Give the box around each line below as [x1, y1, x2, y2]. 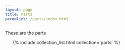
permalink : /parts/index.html [5, 16, 69, 21]
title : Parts [5, 12, 33, 17]
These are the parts [5, 30, 46, 36]
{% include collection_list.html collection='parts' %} [12, 40, 120, 46]
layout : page [5, 7, 33, 12]
